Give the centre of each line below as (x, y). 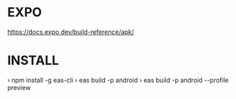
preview (19, 87)
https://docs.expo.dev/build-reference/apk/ (71, 32)
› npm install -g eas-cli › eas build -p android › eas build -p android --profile (118, 80)
